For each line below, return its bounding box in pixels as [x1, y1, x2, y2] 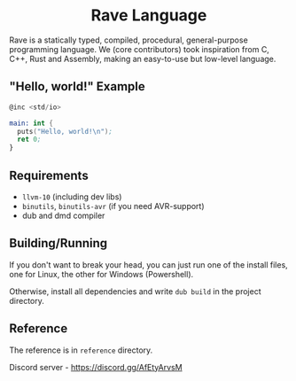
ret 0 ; [17, 135, 42, 144]
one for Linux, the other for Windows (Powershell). [9, 268, 194, 279]
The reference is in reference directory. [9, 345, 153, 355]
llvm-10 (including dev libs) [21, 191, 122, 202]
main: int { [9, 119, 53, 128]
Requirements [9, 167, 89, 183]
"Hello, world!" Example [9, 79, 145, 94]
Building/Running [9, 236, 108, 251]
